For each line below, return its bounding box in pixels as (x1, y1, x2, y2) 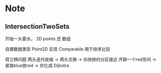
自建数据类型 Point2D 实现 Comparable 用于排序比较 (5, 46, 111, 52)
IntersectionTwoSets (5, 22, 70, 31)
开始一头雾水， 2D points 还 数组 (5, 36, 71, 41)
